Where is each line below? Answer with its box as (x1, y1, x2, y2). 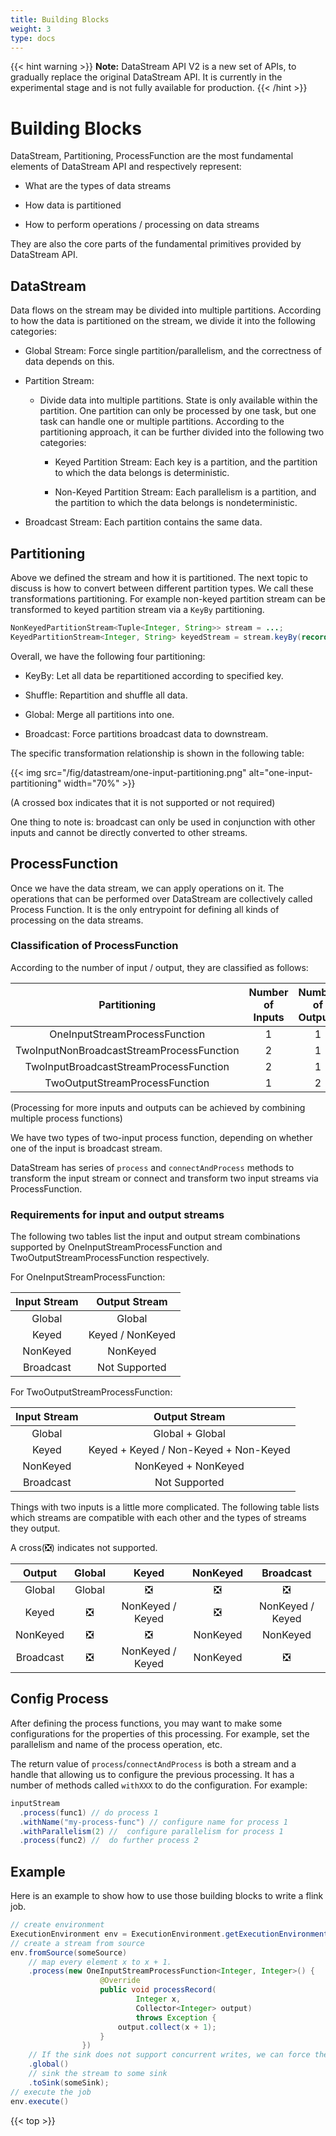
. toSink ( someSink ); (28, 2077, 110, 2088)
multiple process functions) (10, 1112, 123, 1124)
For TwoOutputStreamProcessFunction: (10, 1386, 173, 1398)
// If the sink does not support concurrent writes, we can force (28, 2050, 311, 2060)
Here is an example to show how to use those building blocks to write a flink (10, 1890, 324, 1902)
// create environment (10, 1920, 105, 1930)
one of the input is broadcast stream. (10, 1142, 163, 1154)
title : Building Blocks (10, 14, 110, 25)
